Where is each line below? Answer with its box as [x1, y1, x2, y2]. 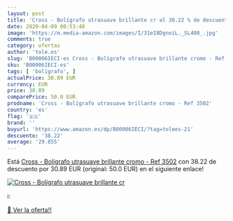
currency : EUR [7, 81, 49, 88]
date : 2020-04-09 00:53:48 [7, 23, 85, 30]
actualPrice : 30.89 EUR [7, 74, 76, 81]
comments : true [7, 36, 51, 43]
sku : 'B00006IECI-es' [7, 61, 70, 68]
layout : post [7, 10, 45, 17]
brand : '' [7, 119, 36, 126]
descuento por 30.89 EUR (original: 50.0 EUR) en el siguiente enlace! [7, 165, 205, 173]
